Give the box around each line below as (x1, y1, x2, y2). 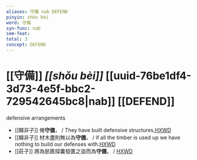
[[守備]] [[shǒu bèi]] (6, 69, 104, 83)
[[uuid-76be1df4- (105, 69, 192, 83)
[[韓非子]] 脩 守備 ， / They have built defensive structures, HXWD (14, 126, 172, 133)
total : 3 (6, 36, 28, 42)
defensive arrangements (6, 114, 66, 121)
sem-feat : (6, 31, 31, 37)
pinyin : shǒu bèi (6, 14, 49, 20)
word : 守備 (6, 20, 31, 25)
